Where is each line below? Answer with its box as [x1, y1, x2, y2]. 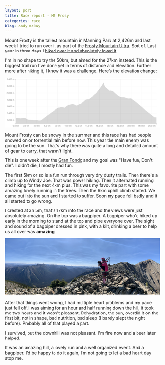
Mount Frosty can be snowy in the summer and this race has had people [5, 132, 152, 138]
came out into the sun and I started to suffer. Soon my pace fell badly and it [5, 193, 158, 199]
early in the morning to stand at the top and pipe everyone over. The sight [5, 218, 154, 224]
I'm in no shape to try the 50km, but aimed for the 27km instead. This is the [5, 57, 157, 63]
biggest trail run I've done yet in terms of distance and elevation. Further [5, 63, 151, 69]
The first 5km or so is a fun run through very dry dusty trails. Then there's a [5, 172, 158, 178]
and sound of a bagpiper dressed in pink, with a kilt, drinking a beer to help [5, 223, 157, 229]
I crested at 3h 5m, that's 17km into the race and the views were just [5, 208, 143, 213]
